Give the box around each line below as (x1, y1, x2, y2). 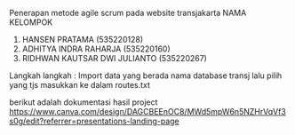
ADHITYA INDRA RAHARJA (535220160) (21, 44, 171, 54)
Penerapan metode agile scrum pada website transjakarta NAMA (9, 8, 247, 18)
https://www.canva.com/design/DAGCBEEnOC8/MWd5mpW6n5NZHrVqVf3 (9, 107, 286, 116)
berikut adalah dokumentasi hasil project (9, 97, 158, 107)
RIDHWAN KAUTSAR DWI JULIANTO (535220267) (21, 53, 207, 63)
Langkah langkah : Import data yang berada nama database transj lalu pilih (9, 70, 283, 81)
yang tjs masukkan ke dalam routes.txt (9, 80, 151, 90)
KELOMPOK (9, 17, 53, 28)
